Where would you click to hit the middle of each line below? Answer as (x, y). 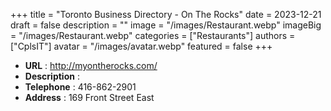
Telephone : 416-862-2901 (80, 87)
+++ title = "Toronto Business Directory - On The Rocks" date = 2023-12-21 (166, 14)
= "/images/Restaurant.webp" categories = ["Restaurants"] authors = (153, 35)
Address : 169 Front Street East (89, 97)
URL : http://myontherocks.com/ (91, 65)
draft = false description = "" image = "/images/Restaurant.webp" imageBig (166, 25)
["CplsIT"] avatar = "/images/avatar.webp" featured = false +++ (141, 46)
